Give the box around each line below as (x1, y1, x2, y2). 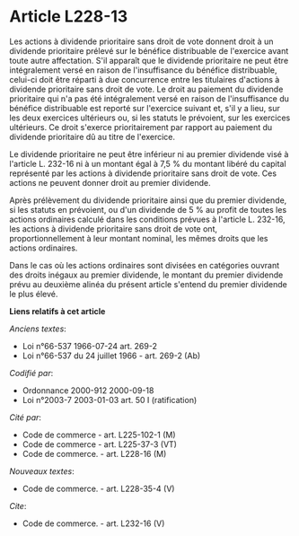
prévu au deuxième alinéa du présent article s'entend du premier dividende (9, 278, 287, 289)
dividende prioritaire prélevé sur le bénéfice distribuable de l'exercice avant (9, 45, 289, 56)
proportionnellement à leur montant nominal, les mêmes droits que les (9, 233, 268, 243)
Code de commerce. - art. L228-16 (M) (22, 448, 167, 459)
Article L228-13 (9, 6, 128, 27)
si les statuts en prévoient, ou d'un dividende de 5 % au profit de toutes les (9, 204, 287, 215)
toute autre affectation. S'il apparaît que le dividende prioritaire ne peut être (9, 55, 289, 66)
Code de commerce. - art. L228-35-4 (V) (22, 483, 175, 494)
